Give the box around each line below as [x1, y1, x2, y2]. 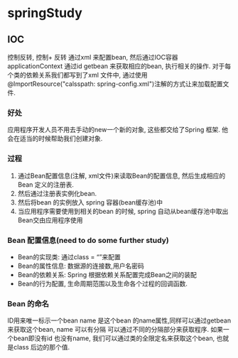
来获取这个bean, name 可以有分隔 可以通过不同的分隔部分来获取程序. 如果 [7, 325, 224, 334]
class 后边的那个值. [13, 343, 70, 352]
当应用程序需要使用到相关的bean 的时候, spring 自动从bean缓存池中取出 [17, 207, 229, 215]
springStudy [7, 5, 83, 21]
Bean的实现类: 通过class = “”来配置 [17, 252, 121, 261]
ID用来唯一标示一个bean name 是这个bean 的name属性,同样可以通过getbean [7, 316, 232, 325]
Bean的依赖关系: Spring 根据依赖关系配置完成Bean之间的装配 [17, 270, 198, 278]
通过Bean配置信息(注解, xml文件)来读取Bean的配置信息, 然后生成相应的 [17, 171, 226, 180]
